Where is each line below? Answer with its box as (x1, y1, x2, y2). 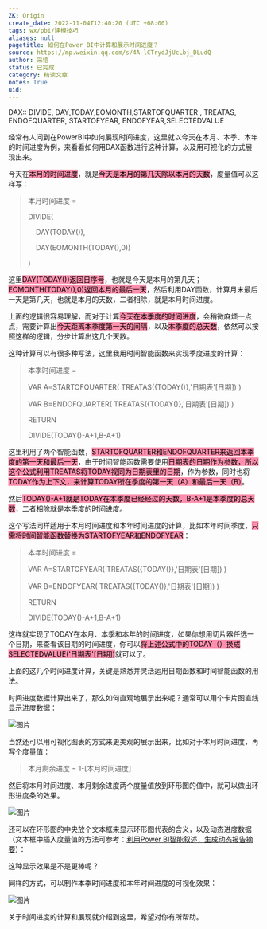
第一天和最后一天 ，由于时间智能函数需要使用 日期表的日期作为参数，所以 (21, 457, 259, 467)
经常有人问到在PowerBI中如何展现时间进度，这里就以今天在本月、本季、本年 (8, 132, 258, 142)
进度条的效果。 (14, 790, 64, 801)
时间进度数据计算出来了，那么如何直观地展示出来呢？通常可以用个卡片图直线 (8, 693, 259, 703)
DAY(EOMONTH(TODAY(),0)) (35, 243, 131, 253)
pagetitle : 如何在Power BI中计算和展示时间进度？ (8, 41, 159, 49)
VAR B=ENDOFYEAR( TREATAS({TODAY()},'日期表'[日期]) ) (27, 582, 220, 591)
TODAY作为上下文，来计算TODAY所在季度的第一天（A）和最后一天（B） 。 (8, 477, 249, 487)
